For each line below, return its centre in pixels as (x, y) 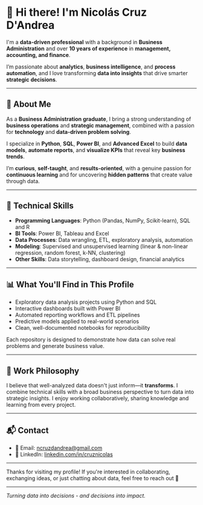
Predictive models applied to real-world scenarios (77, 321)
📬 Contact (27, 430)
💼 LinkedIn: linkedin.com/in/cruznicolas (64, 454)
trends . (16, 156)
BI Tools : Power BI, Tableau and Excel (62, 233)
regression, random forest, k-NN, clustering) (70, 252)
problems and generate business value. (55, 346)
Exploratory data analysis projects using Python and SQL (86, 302)
